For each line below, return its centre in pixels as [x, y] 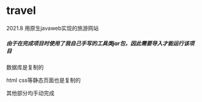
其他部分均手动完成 [30, 93]
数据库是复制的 [25, 67]
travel [21, 11]
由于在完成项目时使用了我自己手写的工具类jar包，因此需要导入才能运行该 [98, 43]
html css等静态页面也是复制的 [44, 80]
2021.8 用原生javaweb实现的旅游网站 [53, 28]
